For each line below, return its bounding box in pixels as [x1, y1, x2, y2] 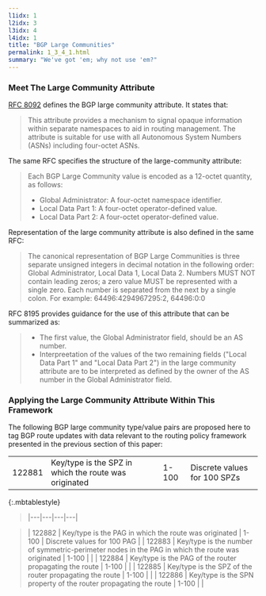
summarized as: [8, 317, 61, 327]
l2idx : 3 [8, 19, 37, 27]
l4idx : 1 [8, 33, 37, 42]
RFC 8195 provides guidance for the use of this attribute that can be [8, 309, 230, 318]
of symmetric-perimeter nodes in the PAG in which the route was [27, 545, 240, 555]
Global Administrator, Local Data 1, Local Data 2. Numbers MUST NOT [27, 268, 256, 278]
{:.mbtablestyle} [8, 498, 61, 507]
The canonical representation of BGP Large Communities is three [27, 252, 240, 261]
